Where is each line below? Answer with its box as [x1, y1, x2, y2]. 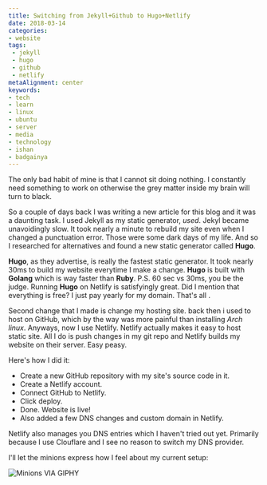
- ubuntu [8, 116, 37, 124]
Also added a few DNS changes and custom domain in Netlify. [19, 413, 225, 423]
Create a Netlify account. [19, 380, 103, 389]
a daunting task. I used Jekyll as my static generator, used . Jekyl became [8, 216, 249, 225]
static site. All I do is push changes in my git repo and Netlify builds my [8, 332, 241, 341]
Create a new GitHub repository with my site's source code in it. [19, 371, 230, 380]
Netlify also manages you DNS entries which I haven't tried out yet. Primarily [8, 429, 259, 439]
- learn [8, 101, 34, 109]
